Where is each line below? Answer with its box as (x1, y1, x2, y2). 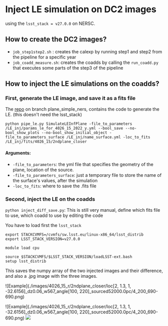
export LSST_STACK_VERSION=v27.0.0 (5, 236, 80, 242)
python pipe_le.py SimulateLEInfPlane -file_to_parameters (5, 121, 133, 126)
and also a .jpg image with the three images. (5, 273, 98, 279)
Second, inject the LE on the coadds (5, 195, 95, 203)
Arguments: (5, 150, 31, 156)
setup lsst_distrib (5, 258, 47, 264)
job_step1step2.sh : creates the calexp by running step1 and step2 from (12, 48, 162, 54)
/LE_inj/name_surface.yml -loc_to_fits (66, 135, 151, 140)
